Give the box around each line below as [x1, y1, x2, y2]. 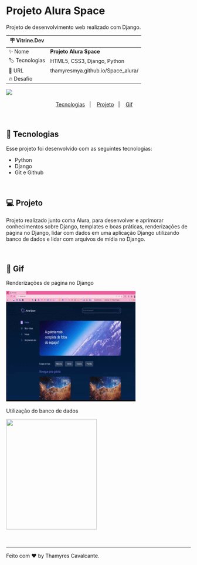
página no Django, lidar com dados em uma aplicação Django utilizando [6, 229, 180, 236]
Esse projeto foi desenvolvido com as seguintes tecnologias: [6, 145, 152, 152]
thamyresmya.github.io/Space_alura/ [50, 67, 139, 74]
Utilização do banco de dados [6, 407, 79, 414]
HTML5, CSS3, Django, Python [50, 58, 125, 65]
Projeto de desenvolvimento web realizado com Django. [6, 24, 141, 31]
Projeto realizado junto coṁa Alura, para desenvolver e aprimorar [6, 217, 164, 224]
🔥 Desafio [8, 75, 33, 82]
